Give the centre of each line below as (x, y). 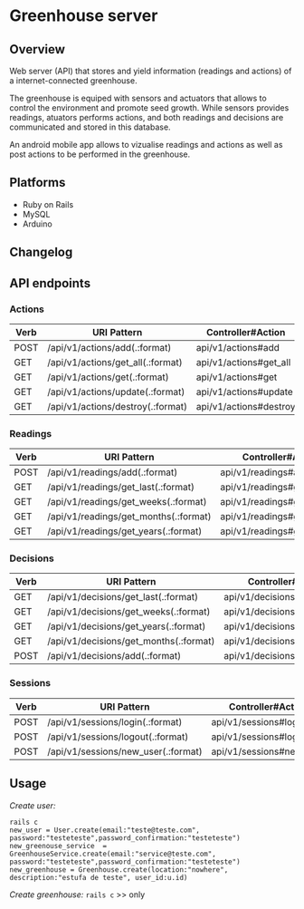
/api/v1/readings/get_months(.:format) (129, 517)
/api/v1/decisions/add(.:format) (114, 656)
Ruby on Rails (48, 204)
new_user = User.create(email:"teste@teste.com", (105, 830)
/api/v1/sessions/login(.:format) (114, 721)
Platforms (38, 183)
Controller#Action (246, 332)
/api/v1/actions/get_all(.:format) (114, 362)
